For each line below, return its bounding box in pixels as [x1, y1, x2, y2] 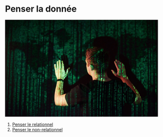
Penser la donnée [5, 3, 77, 15]
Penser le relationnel [12, 121, 53, 127]
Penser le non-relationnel [12, 126, 63, 132]
